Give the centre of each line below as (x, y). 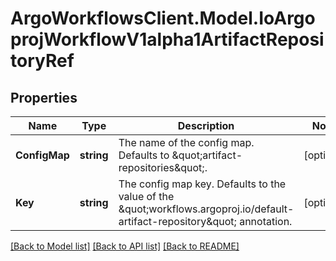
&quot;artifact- (207, 155)
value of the (146, 196)
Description (206, 125)
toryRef (42, 61)
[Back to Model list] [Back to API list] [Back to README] (125, 246)
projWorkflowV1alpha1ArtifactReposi (167, 39)
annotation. (266, 221)
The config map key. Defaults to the (202, 184)
